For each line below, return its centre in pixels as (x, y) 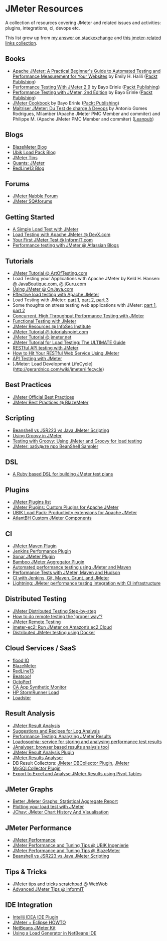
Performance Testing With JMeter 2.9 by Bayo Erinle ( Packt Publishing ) (86, 87)
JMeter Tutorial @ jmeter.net (42, 337)
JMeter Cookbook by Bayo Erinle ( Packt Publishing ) (66, 103)
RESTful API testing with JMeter (45, 348)
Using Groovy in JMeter (37, 435)
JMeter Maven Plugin (34, 546)
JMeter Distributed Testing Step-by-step (54, 611)
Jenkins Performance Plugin (42, 551)
